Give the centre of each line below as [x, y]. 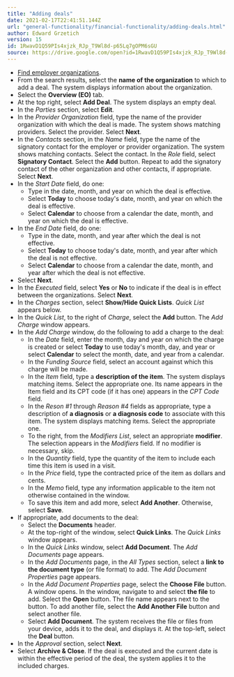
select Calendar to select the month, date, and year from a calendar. [126, 354]
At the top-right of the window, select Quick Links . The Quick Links [124, 532]
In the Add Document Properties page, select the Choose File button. [127, 584]
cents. [37, 480]
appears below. [39, 310]
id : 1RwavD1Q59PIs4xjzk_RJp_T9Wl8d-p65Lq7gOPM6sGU [82, 46]
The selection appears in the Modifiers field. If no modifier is [114, 443]
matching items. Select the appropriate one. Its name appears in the [125, 384]
